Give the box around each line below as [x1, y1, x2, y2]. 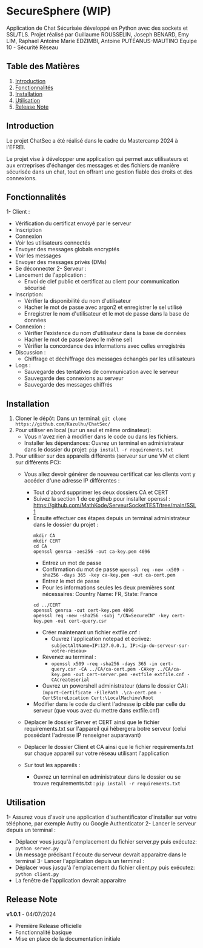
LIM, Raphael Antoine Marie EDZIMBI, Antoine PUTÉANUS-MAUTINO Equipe [6, 37, 198, 44]
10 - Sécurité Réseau [6, 44, 59, 51]
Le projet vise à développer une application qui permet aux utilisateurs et [6, 155, 188, 162]
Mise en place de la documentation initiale [15, 935, 121, 942]
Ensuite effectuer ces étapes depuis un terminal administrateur [33, 515, 190, 522]
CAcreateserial [51, 677, 90, 683]
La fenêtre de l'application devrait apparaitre [15, 877, 126, 884]
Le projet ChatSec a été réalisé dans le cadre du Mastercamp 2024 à [6, 137, 178, 144]
